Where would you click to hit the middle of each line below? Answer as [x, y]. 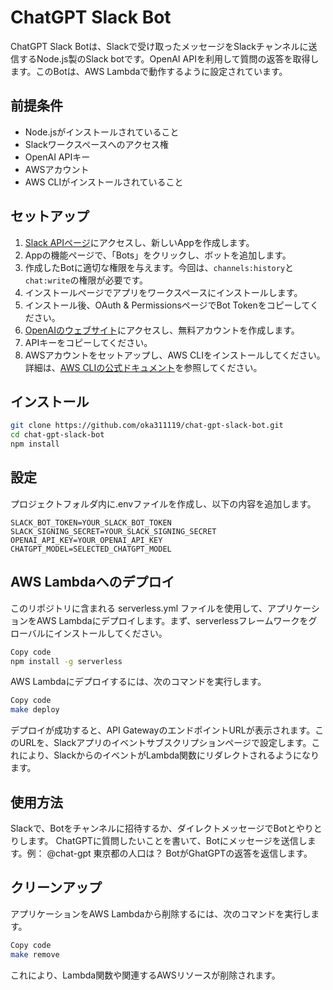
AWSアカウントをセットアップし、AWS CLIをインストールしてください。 [175, 355]
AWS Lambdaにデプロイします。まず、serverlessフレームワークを [172, 620]
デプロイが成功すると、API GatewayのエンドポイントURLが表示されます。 [163, 730]
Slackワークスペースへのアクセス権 [96, 144]
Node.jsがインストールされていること [102, 132]
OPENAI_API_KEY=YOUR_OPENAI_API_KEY [86, 540]
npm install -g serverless [66, 661]
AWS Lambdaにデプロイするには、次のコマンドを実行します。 [138, 682]
